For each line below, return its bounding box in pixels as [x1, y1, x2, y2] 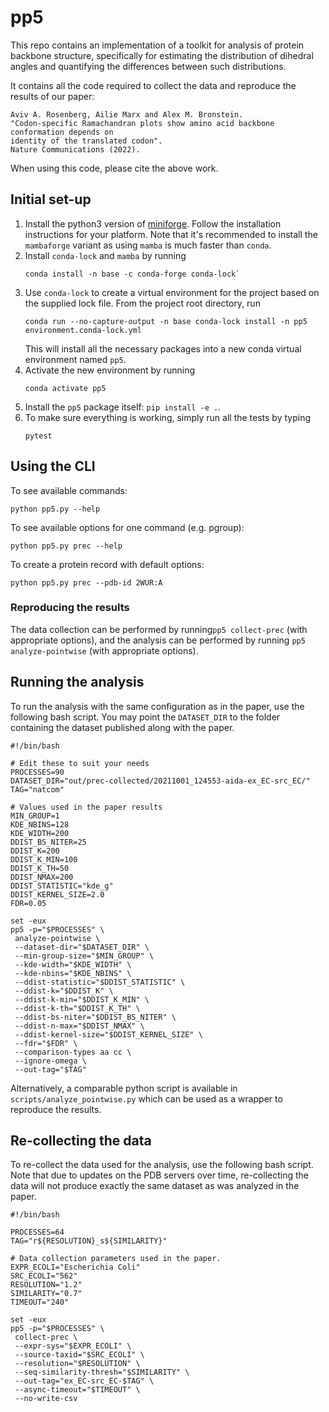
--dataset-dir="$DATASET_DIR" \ [14, 942, 150, 952]
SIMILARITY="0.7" [10, 1289, 83, 1299]
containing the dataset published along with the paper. [10, 721, 235, 733]
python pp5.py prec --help [10, 541, 123, 551]
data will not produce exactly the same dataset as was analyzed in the [10, 1180, 300, 1192]
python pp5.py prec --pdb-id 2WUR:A [10, 577, 163, 588]
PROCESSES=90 [10, 767, 65, 777]
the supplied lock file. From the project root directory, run [24, 297, 261, 309]
